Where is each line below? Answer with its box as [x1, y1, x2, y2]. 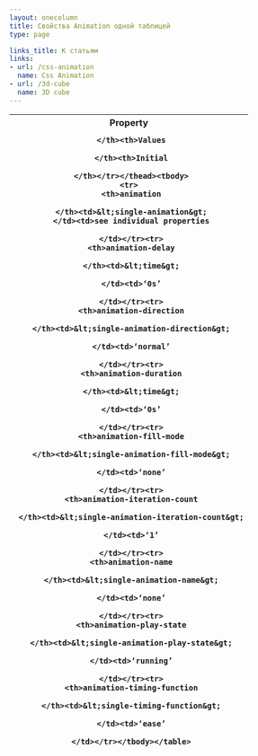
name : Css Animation [17, 71, 94, 81]
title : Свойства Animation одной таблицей [9, 22, 171, 31]
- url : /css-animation [9, 63, 94, 72]
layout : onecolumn [9, 13, 78, 22]
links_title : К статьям [9, 46, 99, 55]
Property [109, 116, 148, 128]
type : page [9, 30, 50, 39]
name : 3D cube [17, 87, 70, 97]
